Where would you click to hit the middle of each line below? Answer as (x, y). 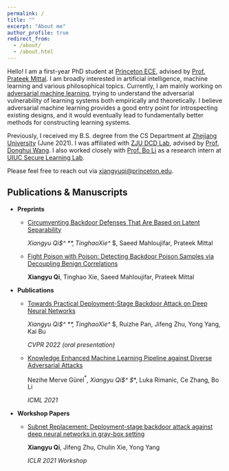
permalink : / (26, 13)
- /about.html (33, 52)
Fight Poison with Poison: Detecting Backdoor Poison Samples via (121, 256)
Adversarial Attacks (55, 365)
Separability (44, 229)
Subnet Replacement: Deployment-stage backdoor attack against (120, 427)
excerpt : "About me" (37, 26)
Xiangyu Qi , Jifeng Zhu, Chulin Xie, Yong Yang (94, 448)
